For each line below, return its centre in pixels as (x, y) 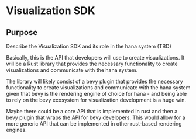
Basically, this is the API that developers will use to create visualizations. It (95, 58)
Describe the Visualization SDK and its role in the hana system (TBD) (89, 46)
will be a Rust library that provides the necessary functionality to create (92, 64)
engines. (17, 130)
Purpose (22, 32)
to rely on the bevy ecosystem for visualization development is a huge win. (96, 100)
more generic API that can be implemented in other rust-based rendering (94, 124)
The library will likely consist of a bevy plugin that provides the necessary (94, 81)
